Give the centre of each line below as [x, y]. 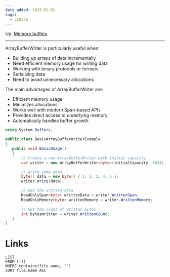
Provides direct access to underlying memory [60, 115]
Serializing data [29, 74]
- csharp [19, 19]
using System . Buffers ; [29, 130]
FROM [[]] [16, 262]
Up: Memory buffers [26, 34]
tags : [11, 15]
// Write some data [41, 172]
